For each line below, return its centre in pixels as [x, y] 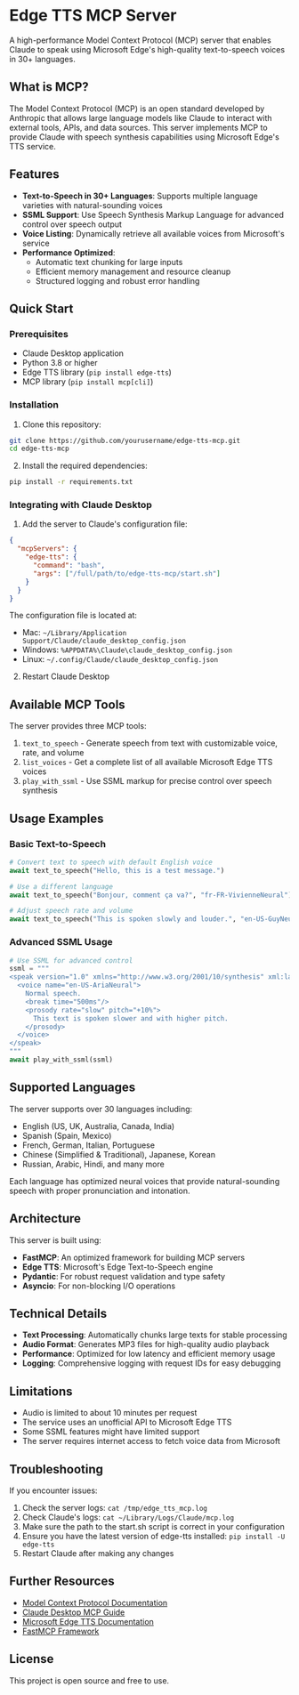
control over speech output [72, 224]
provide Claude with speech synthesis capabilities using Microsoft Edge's [145, 137]
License [32, 1659]
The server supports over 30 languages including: [101, 1109]
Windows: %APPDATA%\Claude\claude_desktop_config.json [127, 650]
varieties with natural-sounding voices [92, 205]
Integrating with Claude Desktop [81, 505]
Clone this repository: [61, 424]
